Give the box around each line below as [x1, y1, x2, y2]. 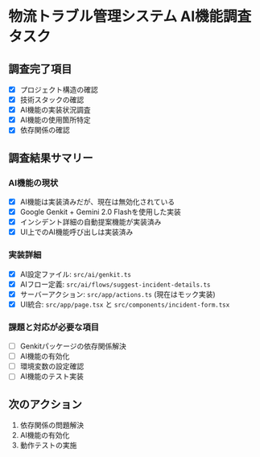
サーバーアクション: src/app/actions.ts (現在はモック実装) [19, 289, 216, 298]
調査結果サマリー [8, 150, 93, 165]
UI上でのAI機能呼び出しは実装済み [19, 227, 134, 237]
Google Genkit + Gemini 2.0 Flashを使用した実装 [19, 207, 181, 217]
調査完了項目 [8, 62, 72, 76]
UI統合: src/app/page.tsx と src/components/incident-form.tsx [19, 299, 230, 309]
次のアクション [8, 397, 82, 411]
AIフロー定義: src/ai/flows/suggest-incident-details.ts [19, 279, 211, 289]
